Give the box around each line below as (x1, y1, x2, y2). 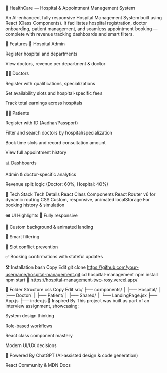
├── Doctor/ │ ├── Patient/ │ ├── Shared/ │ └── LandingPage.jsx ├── (5, 292, 158, 298)
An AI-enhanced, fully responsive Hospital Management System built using (5, 15, 162, 20)
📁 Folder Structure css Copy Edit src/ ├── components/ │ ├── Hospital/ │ (5, 287, 161, 292)
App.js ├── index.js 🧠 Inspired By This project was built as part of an (5, 298, 150, 303)
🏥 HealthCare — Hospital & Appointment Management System (5, 5, 136, 11)
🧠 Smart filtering (5, 234, 40, 239)
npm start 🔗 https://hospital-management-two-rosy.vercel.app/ (5, 277, 138, 283)
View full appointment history (5, 149, 67, 155)
